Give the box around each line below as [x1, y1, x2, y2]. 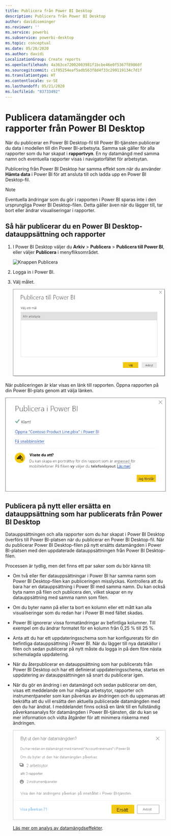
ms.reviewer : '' [5, 25, 40, 30]
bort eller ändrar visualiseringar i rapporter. [5, 207, 96, 213]
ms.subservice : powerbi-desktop [5, 35, 74, 40]
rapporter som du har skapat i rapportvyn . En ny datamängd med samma [5, 150, 159, 156]
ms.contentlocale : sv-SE [5, 78, 58, 84]
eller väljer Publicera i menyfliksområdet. [12, 249, 99, 255]
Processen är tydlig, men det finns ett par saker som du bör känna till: [5, 563, 152, 569]
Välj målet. [12, 278, 35, 285]
